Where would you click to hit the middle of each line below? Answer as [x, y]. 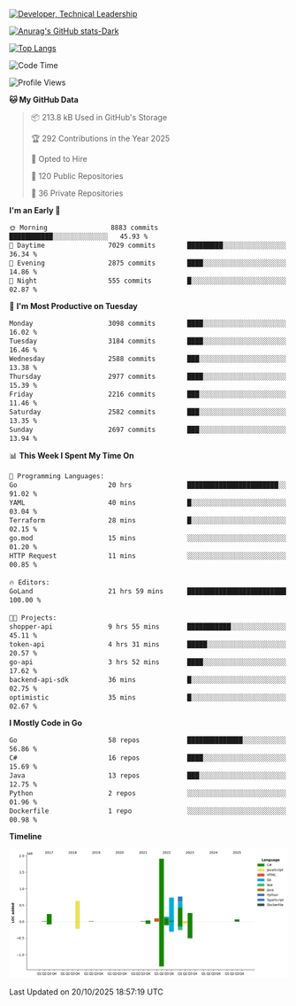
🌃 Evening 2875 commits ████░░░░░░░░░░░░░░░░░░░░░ [148, 263]
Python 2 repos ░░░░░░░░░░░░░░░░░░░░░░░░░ [148, 793]
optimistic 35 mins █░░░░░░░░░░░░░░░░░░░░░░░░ [148, 698]
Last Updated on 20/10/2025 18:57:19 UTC [86, 992]
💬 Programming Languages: [57, 476]
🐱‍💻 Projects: [33, 618]
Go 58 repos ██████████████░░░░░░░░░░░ [148, 740]
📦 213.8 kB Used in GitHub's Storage [99, 117]
